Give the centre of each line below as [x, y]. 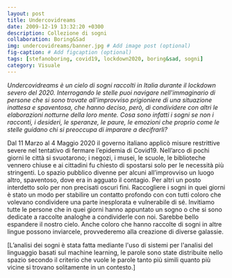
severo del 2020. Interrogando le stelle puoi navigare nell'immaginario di [111, 92]
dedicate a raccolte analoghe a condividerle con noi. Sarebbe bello [103, 217]
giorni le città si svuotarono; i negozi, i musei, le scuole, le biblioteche [107, 158]
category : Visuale [34, 65]
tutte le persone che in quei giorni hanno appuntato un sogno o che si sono [115, 209]
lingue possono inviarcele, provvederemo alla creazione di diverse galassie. [115, 231]
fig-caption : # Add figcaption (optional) [69, 53]
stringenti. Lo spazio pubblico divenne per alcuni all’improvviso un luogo [111, 172]
